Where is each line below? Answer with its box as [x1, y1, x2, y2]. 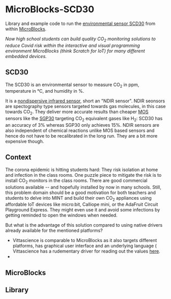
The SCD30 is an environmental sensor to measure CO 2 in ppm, [5, 81, 139, 89]
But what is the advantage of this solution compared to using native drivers [5, 222, 163, 228]
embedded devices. [5, 53, 47, 59]
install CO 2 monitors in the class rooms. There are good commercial [5, 177, 148, 184]
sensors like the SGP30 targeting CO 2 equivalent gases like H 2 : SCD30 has [5, 116, 163, 123]
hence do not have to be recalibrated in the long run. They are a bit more [5, 132, 158, 139]
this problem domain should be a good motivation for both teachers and [5, 189, 156, 196]
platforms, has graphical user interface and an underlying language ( [12, 243, 157, 249]
